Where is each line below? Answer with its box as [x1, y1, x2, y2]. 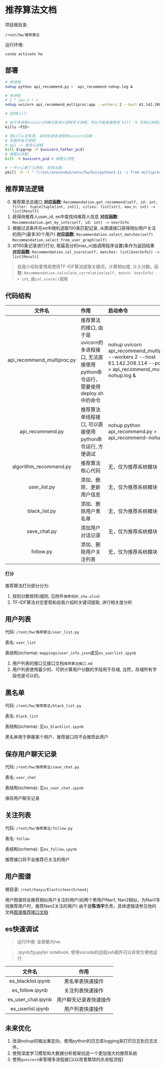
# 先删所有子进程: [5, 138, 38, 143]
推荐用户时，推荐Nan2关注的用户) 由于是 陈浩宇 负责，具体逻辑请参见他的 [9, 903, 157, 909]
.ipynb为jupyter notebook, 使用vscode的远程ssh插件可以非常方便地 [17, 949, 153, 955]
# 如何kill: [5, 111, 28, 116]
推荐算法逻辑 [5, 185, 44, 193]
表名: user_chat [5, 774, 36, 780]
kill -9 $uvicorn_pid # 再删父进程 [5, 156, 75, 162]
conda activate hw [5, 51, 43, 57]
